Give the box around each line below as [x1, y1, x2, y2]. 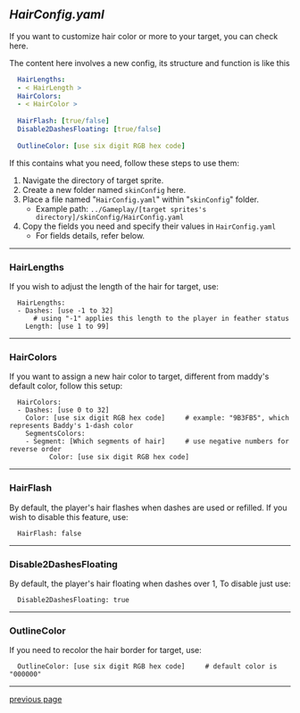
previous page [9, 694, 62, 705]
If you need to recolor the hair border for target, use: [9, 645, 203, 656]
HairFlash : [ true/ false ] [17, 116, 110, 126]
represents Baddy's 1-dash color [9, 422, 134, 431]
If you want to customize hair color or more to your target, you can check [9, 30, 279, 41]
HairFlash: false [17, 529, 82, 538]
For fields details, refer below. [35, 230, 146, 240]
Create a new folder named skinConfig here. [21, 184, 186, 195]
